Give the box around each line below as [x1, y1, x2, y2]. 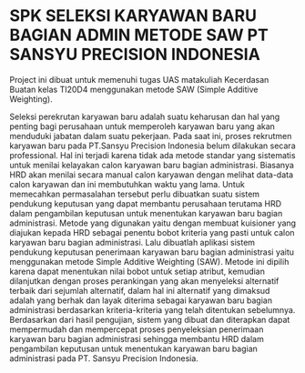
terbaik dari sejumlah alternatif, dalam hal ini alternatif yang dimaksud [9, 285, 270, 296]
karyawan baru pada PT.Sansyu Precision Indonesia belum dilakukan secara [9, 140, 296, 151]
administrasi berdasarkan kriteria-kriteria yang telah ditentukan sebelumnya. [9, 304, 296, 315]
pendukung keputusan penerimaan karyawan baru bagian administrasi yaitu [9, 247, 294, 257]
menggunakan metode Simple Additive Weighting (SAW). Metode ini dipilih [9, 256, 290, 267]
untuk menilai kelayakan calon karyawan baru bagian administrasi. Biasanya [9, 159, 294, 170]
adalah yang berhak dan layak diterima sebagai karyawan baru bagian [9, 295, 273, 306]
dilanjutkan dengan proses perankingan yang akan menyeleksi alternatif [9, 275, 280, 287]
